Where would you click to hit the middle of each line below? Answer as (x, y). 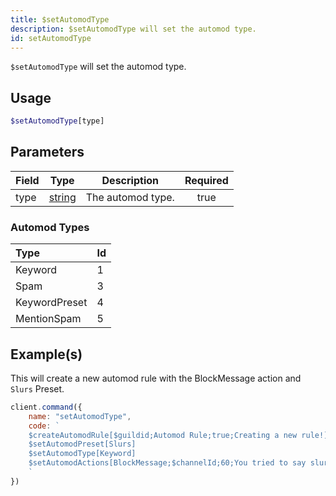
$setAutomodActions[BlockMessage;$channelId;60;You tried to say (167, 463)
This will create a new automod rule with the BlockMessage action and (156, 378)
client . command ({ (46, 407)
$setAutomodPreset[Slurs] (82, 444)
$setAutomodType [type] (57, 121)
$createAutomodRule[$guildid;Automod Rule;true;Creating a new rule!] (178, 435)
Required (206, 180)
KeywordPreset (51, 303)
